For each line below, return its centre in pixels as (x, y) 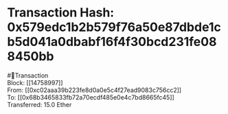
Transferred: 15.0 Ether (39, 104)
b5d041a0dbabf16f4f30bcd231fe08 (112, 42)
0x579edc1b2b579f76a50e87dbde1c (114, 27)
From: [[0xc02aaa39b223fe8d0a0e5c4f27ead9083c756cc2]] (94, 90)
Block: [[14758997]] (35, 82)
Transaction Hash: (61, 13)
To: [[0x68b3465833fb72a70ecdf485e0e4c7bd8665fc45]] (91, 97)
